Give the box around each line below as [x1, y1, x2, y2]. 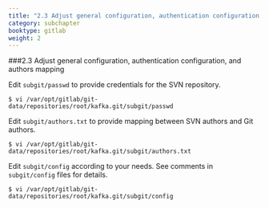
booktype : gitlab [8, 26, 66, 34]
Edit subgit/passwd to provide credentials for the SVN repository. [8, 80, 222, 90]
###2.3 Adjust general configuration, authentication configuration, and [8, 56, 242, 66]
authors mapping [8, 65, 65, 74]
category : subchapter [8, 19, 81, 27]
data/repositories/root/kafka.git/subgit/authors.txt [8, 147, 192, 156]
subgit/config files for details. [8, 170, 108, 180]
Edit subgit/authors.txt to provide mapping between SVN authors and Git [8, 117, 254, 126]
